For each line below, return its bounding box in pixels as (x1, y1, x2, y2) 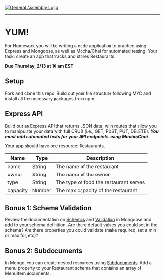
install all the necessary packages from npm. (5, 95, 96, 101)
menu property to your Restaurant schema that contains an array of (5, 265, 142, 271)
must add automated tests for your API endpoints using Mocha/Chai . (5, 133, 150, 139)
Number (32, 187, 52, 194)
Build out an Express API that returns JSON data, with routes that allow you (5, 123, 157, 129)
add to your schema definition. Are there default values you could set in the (5, 222, 158, 228)
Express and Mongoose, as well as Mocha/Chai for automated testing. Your (5, 48, 158, 54)
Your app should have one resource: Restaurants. (5, 143, 105, 149)
